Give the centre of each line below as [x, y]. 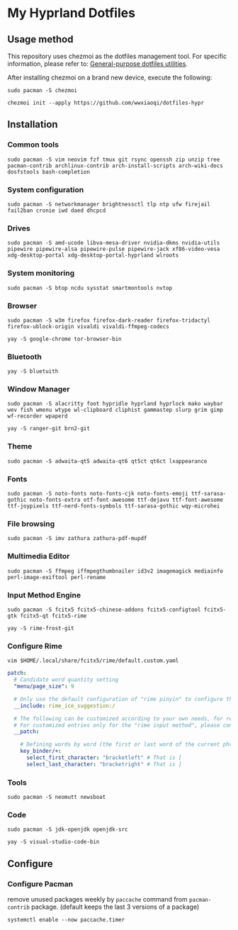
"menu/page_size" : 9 [44, 686]
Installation [33, 124]
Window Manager [39, 389]
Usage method [40, 39]
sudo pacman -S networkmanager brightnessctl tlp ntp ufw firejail [109, 204]
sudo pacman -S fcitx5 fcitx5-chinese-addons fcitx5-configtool [104, 610]
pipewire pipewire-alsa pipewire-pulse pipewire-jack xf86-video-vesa [114, 250]
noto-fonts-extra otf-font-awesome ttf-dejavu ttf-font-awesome [126, 500]
